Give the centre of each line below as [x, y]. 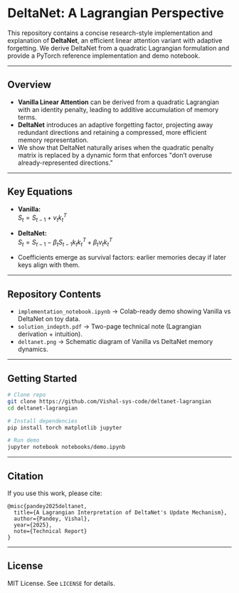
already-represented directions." [65, 163]
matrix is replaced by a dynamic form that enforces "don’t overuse [115, 155]
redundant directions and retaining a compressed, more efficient [112, 132]
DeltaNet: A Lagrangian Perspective [116, 13]
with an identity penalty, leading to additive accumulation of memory [118, 109]
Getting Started [42, 379]
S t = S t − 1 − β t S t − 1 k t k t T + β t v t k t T [65, 242]
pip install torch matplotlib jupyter [65, 427]
